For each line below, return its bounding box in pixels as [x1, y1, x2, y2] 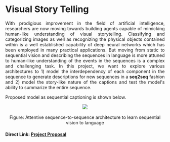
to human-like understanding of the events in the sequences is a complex [5, 57, 165, 63]
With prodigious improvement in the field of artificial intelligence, [5, 20, 165, 26]
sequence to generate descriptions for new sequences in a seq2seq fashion [5, 74, 165, 80]
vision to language [65, 119, 105, 125]
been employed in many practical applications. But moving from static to [5, 47, 165, 53]
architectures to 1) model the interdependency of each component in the [5, 68, 165, 74]
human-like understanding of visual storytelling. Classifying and [5, 31, 165, 37]
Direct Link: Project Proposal [5, 131, 67, 137]
